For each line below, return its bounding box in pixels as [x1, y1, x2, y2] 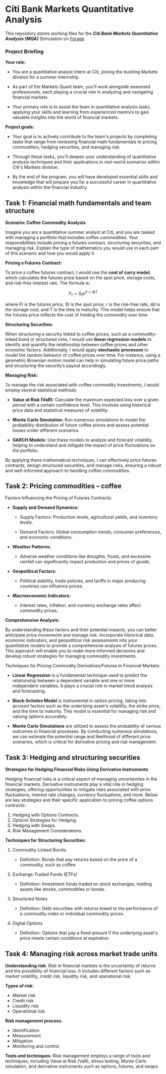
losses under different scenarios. [12, 427, 80, 433]
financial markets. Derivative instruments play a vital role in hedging [5, 781, 144, 787]
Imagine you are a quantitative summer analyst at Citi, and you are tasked [5, 229, 155, 235]
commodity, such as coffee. [19, 862, 77, 868]
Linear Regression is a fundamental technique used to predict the [12, 672, 147, 678]
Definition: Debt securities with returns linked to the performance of [19, 906, 158, 912]
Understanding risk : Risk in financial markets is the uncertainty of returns [5, 963, 156, 968]
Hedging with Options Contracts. [12, 812, 80, 818]
